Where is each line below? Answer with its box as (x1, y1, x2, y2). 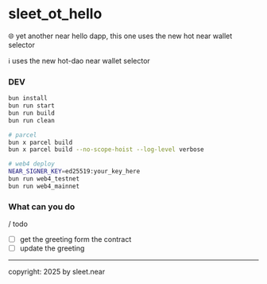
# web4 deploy (8, 160, 56, 168)
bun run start (8, 102, 56, 110)
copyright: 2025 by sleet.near (8, 267, 106, 277)
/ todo (8, 220, 28, 229)
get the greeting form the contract (19, 235, 132, 244)
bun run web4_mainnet (8, 182, 80, 190)
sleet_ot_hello (8, 5, 103, 23)
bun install (8, 95, 48, 103)
